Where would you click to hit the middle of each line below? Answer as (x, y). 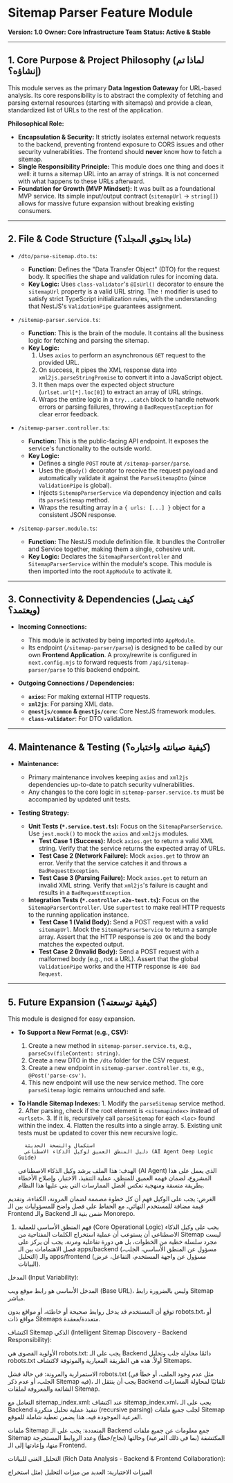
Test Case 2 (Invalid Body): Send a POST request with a (119, 951)
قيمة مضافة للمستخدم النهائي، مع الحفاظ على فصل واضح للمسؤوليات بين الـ (106, 1206)
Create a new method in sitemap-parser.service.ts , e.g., (110, 1045)
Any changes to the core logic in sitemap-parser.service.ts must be (126, 792)
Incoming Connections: (52, 627)
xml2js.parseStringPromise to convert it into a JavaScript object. (131, 377)
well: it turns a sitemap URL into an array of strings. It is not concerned (118, 173)
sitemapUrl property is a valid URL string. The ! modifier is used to (123, 291)
